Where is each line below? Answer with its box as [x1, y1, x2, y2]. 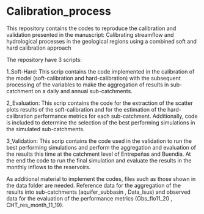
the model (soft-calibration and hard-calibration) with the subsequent [6, 74, 181, 82]
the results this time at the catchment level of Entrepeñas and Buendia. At [6, 150, 191, 158]
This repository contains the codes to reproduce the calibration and [6, 25, 177, 32]
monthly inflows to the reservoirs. [6, 163, 91, 170]
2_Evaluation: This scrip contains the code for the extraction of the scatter [6, 99, 194, 107]
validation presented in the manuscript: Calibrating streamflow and [6, 31, 174, 38]
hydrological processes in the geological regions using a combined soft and [6, 37, 197, 45]
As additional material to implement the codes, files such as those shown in [6, 175, 196, 182]
